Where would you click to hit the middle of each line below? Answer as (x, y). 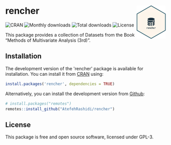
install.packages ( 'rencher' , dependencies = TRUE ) (60, 84)
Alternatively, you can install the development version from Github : (75, 94)
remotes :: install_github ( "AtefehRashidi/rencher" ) (60, 109)
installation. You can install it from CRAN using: (54, 74)
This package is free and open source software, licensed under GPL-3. (79, 137)
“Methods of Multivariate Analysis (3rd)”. (48, 40)
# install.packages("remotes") (38, 104)
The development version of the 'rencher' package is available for (74, 68)
